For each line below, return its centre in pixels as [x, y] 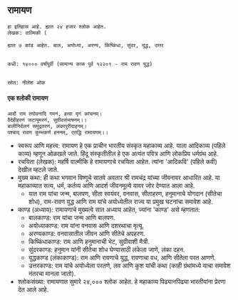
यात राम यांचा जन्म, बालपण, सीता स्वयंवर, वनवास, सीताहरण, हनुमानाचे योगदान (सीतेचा [125, 194]
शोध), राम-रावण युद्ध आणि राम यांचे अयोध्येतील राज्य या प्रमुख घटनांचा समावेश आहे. [121, 202]
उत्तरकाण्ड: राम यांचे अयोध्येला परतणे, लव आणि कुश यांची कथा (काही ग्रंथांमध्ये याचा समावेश [129, 266]
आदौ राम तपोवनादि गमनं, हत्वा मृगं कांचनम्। [55, 114]
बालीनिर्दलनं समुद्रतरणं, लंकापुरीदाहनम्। [47, 127]
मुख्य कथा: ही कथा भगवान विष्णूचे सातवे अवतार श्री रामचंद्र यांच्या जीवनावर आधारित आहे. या [119, 178]
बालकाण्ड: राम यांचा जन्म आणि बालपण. [72, 218]
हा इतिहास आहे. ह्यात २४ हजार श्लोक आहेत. [57, 26]
